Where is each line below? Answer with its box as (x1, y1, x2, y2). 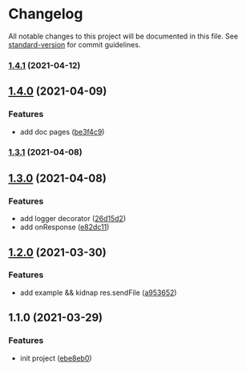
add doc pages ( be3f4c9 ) (19, 127, 105, 136)
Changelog (8, 5, 83, 23)
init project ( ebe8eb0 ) (19, 353, 92, 363)
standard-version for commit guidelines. (8, 39, 141, 49)
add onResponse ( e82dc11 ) (19, 222, 110, 232)
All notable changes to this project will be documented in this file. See (8, 31, 239, 41)
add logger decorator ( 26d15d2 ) (19, 214, 127, 224)
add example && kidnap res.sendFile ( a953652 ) (19, 288, 178, 297)
